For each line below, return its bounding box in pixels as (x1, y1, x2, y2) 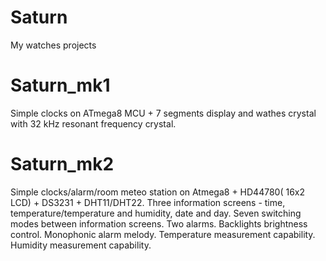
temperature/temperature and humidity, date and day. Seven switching (10, 207, 302, 219)
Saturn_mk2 (10, 153, 115, 176)
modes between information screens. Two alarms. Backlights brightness (10, 217, 308, 230)
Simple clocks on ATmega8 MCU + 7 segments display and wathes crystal (10, 107, 317, 119)
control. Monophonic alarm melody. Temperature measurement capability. (10, 228, 316, 240)
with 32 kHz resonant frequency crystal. (10, 117, 177, 130)
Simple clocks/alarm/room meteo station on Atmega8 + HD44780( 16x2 (10, 186, 306, 198)
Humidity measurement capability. (10, 239, 152, 251)
